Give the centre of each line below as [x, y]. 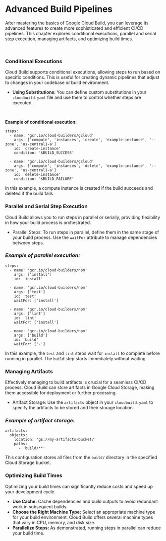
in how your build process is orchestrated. [48, 223]
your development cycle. [30, 492]
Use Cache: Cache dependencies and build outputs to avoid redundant [85, 501]
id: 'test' [25, 296]
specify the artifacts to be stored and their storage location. [73, 408]
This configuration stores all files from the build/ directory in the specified [81, 458]
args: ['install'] [33, 274]
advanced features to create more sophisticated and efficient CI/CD [74, 28]
